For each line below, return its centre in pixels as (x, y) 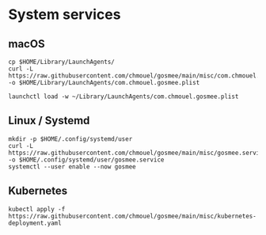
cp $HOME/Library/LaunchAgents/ (61, 62)
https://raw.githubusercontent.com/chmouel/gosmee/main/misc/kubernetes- (133, 216)
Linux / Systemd (49, 121)
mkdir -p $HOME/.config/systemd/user (70, 139)
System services (65, 15)
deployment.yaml (35, 223)
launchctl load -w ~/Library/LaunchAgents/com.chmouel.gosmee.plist (123, 97)
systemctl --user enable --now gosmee (72, 167)
